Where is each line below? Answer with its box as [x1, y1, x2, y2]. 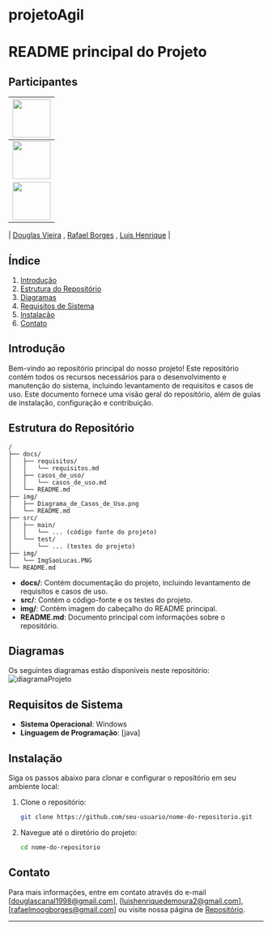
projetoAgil [8, 6, 85, 24]
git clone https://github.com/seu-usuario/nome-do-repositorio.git [19, 813, 253, 821]
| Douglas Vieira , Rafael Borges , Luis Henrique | [8, 230, 172, 240]
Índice [8, 254, 40, 268]
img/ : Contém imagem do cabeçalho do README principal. [19, 603, 218, 613]
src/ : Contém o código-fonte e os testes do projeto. [19, 594, 193, 605]
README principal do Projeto [8, 43, 207, 62]
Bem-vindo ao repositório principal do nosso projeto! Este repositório [8, 363, 239, 373]
